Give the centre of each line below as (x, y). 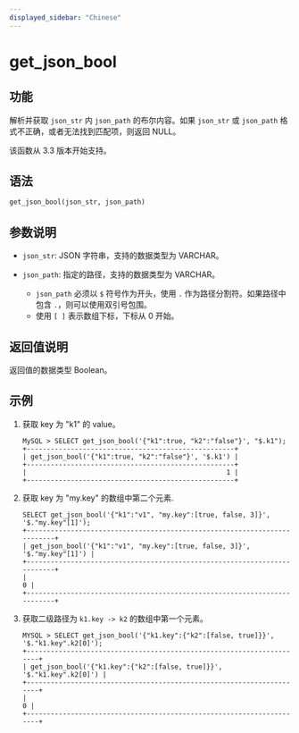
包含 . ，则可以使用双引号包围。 (93, 305)
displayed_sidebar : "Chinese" (66, 17)
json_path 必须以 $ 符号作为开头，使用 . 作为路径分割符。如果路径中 (161, 294)
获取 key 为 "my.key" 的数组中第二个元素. (98, 498)
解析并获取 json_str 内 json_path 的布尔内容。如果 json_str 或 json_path (144, 120)
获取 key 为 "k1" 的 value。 (71, 424)
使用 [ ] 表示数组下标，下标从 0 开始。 (107, 316)
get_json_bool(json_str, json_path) (77, 202)
